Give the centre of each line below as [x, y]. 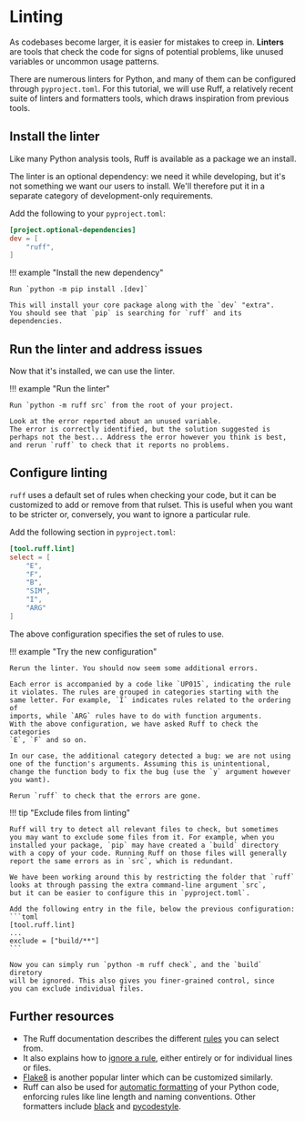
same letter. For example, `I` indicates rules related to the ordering [150, 700]
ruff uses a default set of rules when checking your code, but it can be [143, 494]
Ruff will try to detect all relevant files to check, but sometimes [144, 829]
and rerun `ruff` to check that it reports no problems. [120, 445]
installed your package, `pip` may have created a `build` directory [144, 845]
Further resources [62, 1017]
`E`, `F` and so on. [49, 739]
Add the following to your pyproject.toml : [87, 213]
